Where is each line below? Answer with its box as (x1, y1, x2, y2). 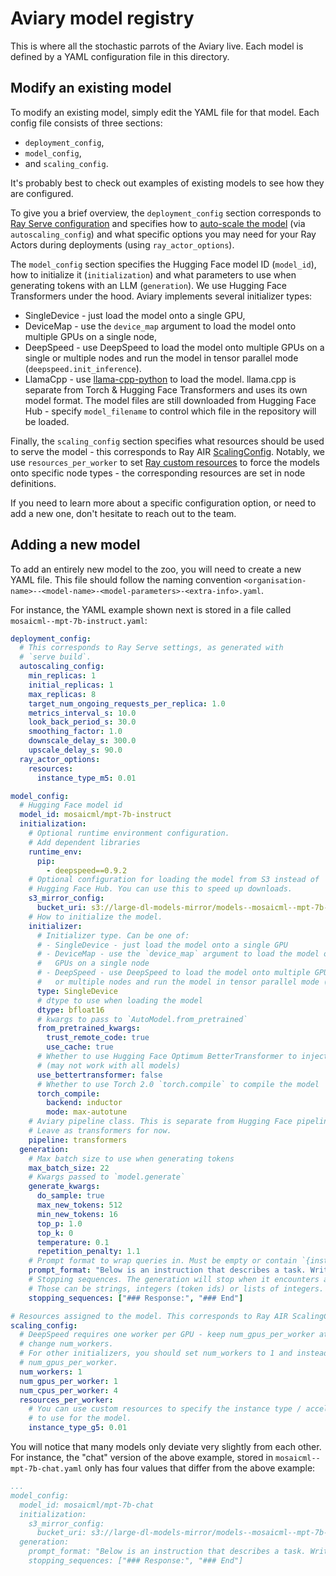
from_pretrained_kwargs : (36, 1023, 141, 1034)
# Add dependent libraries (28, 837, 141, 847)
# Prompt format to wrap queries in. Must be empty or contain (28, 1256, 298, 1266)
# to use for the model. (28, 1413, 132, 1424)
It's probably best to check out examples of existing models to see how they (10, 177, 325, 189)
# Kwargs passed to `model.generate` (28, 1172, 186, 1182)
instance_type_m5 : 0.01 (36, 773, 137, 783)
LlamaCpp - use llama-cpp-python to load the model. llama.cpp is (24, 373, 297, 385)
